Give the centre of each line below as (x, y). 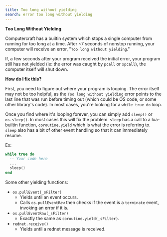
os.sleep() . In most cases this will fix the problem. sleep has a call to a (78, 119)
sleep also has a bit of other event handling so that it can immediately (77, 130)
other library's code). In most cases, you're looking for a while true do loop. (84, 104)
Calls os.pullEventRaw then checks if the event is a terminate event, (89, 202)
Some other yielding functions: (37, 182)
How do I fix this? (23, 79)
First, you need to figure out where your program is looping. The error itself (82, 88)
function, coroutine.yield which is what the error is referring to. (85, 125)
